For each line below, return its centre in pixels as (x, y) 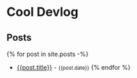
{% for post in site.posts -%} (48, 54)
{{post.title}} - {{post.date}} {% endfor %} (73, 67)
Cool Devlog (42, 12)
